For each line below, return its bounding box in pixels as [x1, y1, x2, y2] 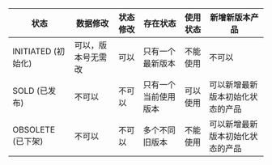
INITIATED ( [12, 46, 57, 57]
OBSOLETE [12, 125, 55, 135]
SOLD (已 [12, 85, 49, 96]
